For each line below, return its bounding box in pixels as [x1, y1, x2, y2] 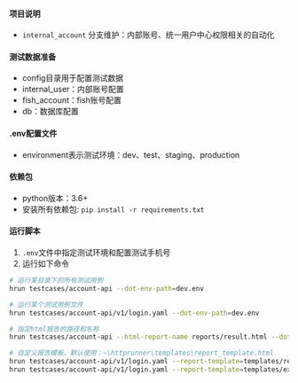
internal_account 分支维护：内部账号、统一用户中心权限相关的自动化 [21, 29, 275, 40]
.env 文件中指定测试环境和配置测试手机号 [21, 247, 171, 258]
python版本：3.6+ [21, 192, 89, 203]
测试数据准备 [9, 51, 56, 62]
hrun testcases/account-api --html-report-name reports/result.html [9, 332, 268, 341]
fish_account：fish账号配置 [21, 95, 122, 106]
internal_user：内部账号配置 [21, 84, 124, 95]
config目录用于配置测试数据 [21, 73, 124, 83]
